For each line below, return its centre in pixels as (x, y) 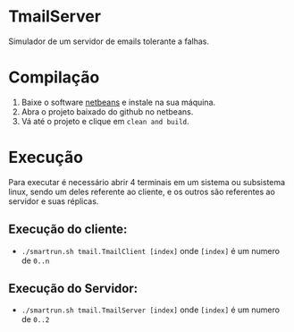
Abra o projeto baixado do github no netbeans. (107, 111)
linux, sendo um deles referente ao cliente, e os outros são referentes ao (142, 192)
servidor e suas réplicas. (54, 201)
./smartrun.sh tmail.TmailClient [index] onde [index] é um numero (151, 251)
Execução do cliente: (68, 230)
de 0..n (35, 260)
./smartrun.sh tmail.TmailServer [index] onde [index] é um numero (151, 310)
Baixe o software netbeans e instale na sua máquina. (118, 102)
